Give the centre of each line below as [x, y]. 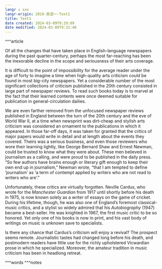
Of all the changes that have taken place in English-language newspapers [78, 51]
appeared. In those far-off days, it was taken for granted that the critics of [79, 131]
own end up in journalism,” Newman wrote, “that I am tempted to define [76, 167]
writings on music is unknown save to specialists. [54, 223]
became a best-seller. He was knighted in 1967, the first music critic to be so [81, 213]
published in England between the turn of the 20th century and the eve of [78, 116]
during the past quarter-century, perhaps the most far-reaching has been [78, 56]
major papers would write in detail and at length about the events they [75, 137]
